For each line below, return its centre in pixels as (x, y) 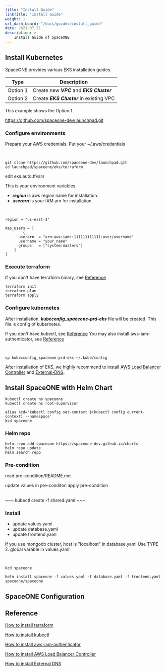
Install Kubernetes (34, 58)
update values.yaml (32, 524)
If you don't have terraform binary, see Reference (55, 278)
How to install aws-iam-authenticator (43, 645)
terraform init (21, 287)
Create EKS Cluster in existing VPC (74, 98)
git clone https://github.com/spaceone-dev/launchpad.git (66, 163)
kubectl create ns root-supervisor (42, 404)
